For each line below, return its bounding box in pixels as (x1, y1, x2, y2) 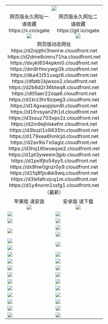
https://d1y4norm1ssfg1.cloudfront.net (9, 182, 100, 188)
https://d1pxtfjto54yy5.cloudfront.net (11, 157, 97, 164)
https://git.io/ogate (56, 27, 100, 34)
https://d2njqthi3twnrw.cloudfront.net (11, 47, 97, 54)
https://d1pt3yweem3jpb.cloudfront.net (8, 151, 100, 158)
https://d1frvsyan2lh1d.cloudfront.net (10, 108, 98, 115)
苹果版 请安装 (14, 198, 45, 205)
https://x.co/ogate (9, 27, 50, 34)
